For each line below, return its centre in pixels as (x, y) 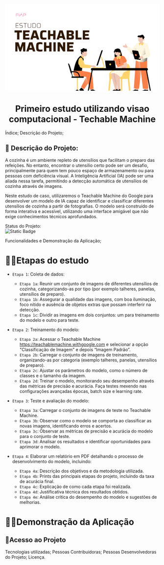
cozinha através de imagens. (34, 186)
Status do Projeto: (23, 226)
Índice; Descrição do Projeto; (34, 133)
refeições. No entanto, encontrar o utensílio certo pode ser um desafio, (77, 165)
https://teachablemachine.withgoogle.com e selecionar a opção (84, 344)
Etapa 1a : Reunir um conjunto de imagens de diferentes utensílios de (89, 283)
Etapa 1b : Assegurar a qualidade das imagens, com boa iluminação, (88, 299)
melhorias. (30, 502)
